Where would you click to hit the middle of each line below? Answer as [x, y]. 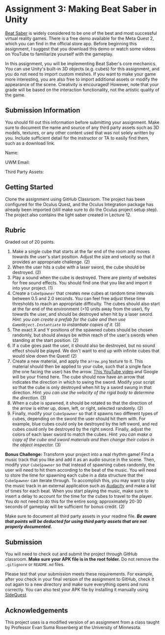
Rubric [15, 230]
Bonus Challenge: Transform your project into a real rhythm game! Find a [80, 454]
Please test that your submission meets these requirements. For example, [79, 574]
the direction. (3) [29, 398]
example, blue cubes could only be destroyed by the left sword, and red [85, 424]
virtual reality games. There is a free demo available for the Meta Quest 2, [80, 38]
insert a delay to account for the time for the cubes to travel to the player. [79, 496]
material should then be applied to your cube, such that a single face [82, 366]
